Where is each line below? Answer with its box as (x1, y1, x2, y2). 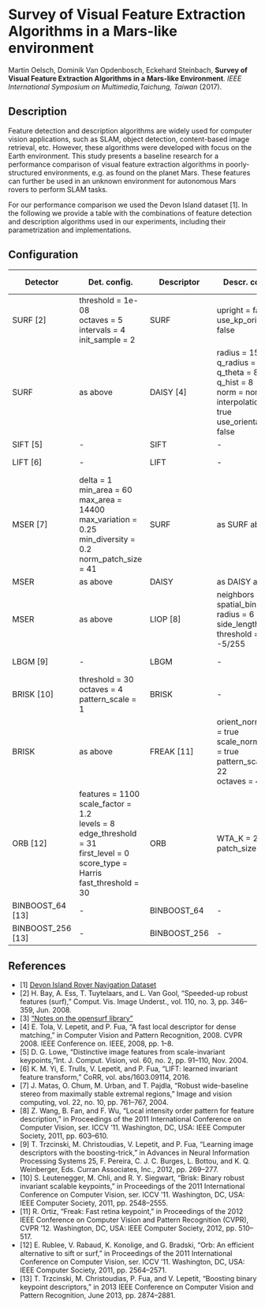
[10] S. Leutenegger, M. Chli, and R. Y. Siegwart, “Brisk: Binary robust (19, 1173, 244, 1182)
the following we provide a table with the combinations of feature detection (8, 208, 252, 218)
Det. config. (88, 276, 133, 288)
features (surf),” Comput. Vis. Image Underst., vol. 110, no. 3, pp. (19, 997, 230, 1006)
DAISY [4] (149, 386, 187, 397)
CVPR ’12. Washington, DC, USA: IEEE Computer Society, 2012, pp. (19, 1223, 237, 1233)
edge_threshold (78, 828, 137, 839)
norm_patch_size (78, 553, 143, 564)
